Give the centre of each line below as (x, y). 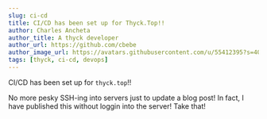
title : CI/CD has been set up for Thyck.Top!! (87, 23)
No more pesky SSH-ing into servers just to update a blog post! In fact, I (126, 98)
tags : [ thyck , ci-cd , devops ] (58, 60)
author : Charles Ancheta (49, 30)
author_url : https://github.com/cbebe (72, 45)
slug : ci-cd (28, 15)
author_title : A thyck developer (64, 38)
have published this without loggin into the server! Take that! (107, 106)
